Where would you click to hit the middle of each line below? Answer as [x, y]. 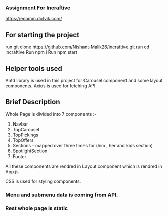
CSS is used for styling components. [43, 181]
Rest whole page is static [37, 208]
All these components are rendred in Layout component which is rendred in [84, 166]
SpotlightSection [30, 151]
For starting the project [43, 35]
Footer [19, 156]
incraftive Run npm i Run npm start [41, 52]
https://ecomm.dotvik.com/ [34, 19]
